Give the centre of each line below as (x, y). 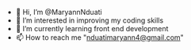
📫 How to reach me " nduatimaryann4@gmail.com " (99, 37)
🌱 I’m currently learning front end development (92, 29)
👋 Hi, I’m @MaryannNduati (59, 12)
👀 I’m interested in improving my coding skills (90, 20)
